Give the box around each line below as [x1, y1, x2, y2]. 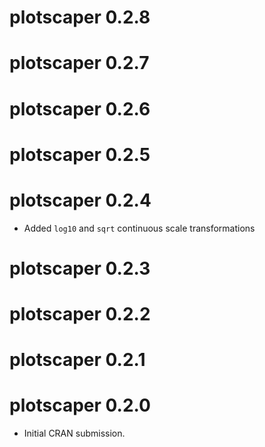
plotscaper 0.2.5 [9, 143, 151, 166]
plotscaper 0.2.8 [9, 6, 151, 29]
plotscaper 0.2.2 [9, 303, 151, 326]
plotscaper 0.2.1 [9, 349, 146, 371]
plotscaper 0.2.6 [9, 97, 151, 120]
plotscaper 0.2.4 [9, 189, 152, 211]
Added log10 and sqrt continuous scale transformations [23, 222, 256, 234]
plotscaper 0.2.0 [9, 394, 151, 417]
